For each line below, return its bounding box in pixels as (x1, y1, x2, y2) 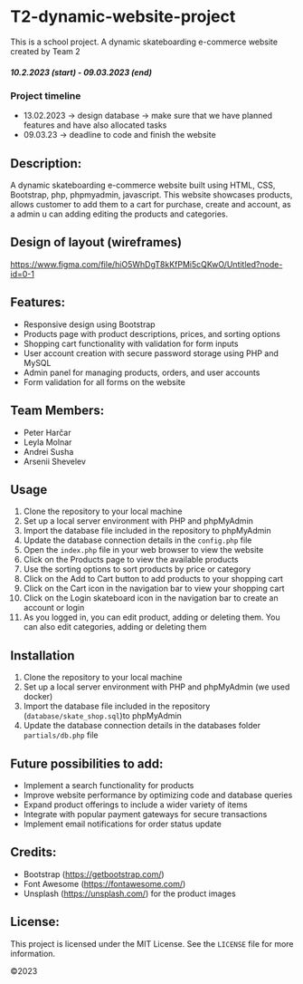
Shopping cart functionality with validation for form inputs (23, 338, 239, 349)
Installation (10, 648, 75, 663)
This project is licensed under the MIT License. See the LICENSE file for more (10, 938, 294, 949)
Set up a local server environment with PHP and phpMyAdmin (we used (23, 681, 290, 692)
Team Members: (10, 403, 105, 419)
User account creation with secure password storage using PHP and (23, 347, 279, 359)
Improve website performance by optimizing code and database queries (23, 789, 293, 800)
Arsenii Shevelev (23, 456, 87, 467)
